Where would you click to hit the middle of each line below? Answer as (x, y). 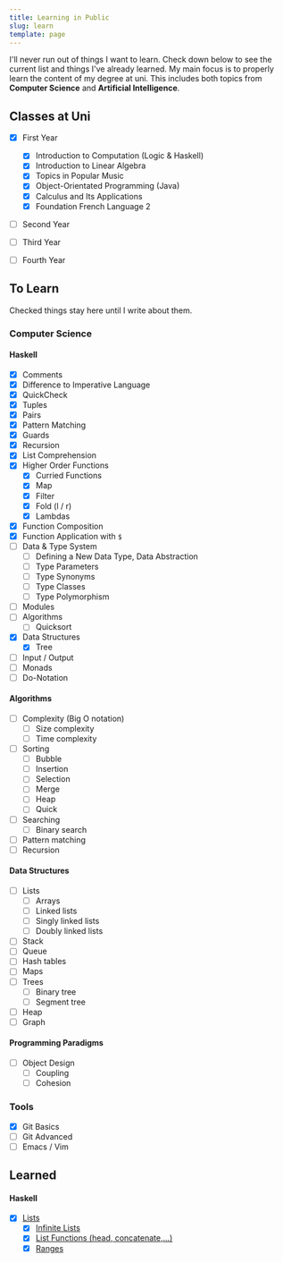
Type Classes (61, 587)
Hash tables (44, 962)
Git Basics (41, 1126)
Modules (38, 607)
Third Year (41, 242)
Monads (37, 667)
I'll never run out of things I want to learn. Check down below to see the (141, 60)
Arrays (48, 901)
